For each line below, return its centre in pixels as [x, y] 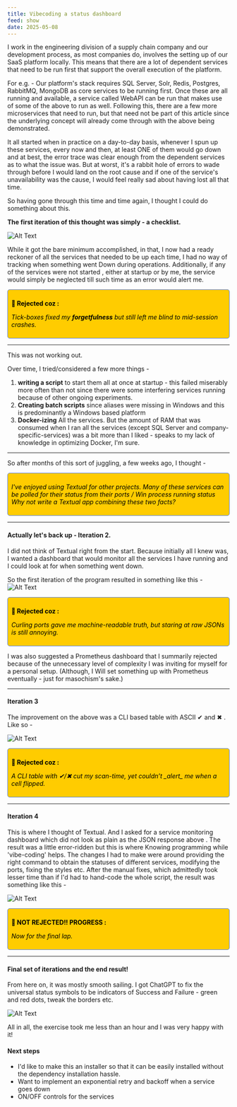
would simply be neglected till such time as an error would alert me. [106, 279]
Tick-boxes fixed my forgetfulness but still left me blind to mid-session [115, 317]
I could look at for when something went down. [75, 566]
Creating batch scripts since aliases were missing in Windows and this [121, 405]
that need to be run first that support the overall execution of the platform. [115, 70]
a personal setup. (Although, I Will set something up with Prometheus [108, 671]
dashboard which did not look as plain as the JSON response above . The [114, 840]
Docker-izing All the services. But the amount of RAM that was [109, 420]
